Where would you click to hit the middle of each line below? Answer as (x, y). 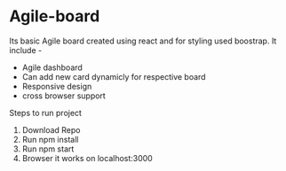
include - (26, 50)
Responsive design (57, 86)
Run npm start (48, 149)
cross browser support (64, 96)
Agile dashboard (52, 67)
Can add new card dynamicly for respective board (114, 76)
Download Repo (51, 129)
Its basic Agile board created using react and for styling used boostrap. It (143, 41)
